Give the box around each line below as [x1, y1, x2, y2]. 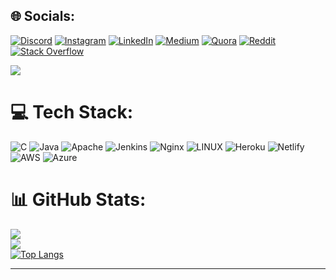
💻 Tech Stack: [10, 101, 134, 123]
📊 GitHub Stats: [10, 188, 147, 211]
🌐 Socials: [10, 8, 76, 25]
